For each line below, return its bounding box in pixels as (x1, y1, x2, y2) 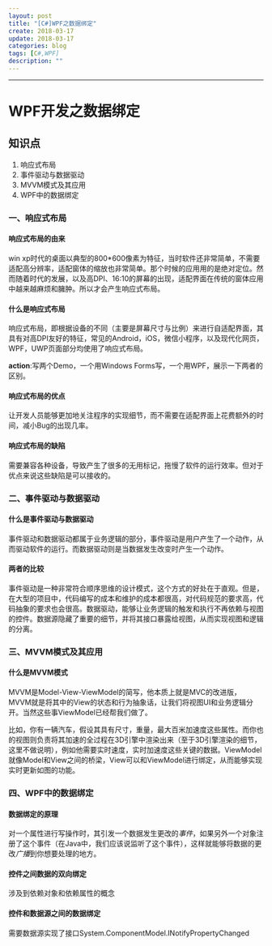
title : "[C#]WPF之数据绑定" (8, 19, 97, 28)
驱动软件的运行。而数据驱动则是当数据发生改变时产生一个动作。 (15, 543, 228, 553)
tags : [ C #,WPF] (8, 49, 60, 58)
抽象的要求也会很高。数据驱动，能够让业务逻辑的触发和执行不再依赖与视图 (15, 603, 264, 613)
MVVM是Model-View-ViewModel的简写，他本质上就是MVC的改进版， (8, 688, 241, 697)
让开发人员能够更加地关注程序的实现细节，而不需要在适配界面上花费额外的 (8, 411, 257, 420)
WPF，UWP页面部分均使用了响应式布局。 (8, 343, 148, 353)
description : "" (8, 58, 63, 66)
